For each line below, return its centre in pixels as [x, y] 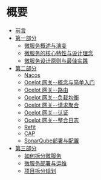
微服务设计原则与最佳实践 [56, 61]
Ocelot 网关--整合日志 [51, 120]
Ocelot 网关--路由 [46, 90]
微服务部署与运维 [45, 163]
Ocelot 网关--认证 [46, 112]
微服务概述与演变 [45, 45]
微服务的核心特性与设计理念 [59, 53]
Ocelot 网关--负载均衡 [51, 97]
